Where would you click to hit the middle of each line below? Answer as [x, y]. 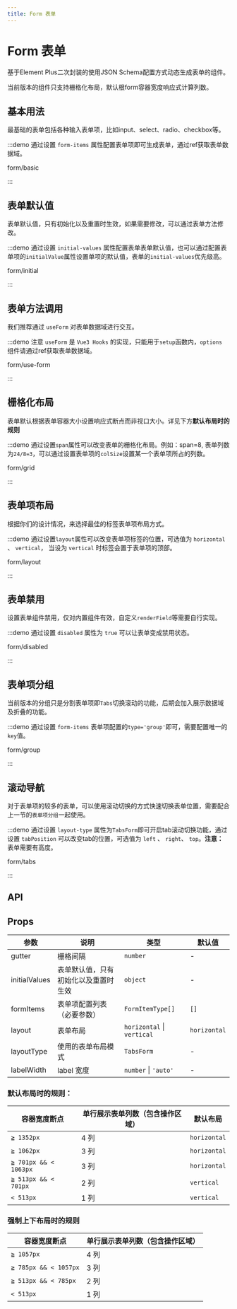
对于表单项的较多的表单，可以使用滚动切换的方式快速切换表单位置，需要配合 [119, 806]
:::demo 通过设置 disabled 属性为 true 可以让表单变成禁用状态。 [101, 633]
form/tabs [22, 862]
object [135, 980]
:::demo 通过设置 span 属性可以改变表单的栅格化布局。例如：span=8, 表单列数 [119, 444]
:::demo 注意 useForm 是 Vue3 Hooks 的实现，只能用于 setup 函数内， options [115, 342]
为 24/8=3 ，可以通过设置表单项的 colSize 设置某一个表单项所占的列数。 [108, 453]
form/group [24, 750]
